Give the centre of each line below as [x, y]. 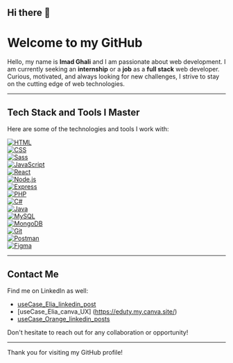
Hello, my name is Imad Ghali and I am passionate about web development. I [116, 62]
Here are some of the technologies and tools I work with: [88, 129]
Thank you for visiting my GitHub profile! [65, 352]
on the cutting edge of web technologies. [66, 84]
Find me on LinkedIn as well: [48, 290]
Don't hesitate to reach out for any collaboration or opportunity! [98, 332]
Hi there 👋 [29, 13]
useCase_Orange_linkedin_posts [63, 319]
